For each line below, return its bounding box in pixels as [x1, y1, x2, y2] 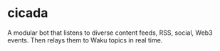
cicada [7, 5, 48, 21]
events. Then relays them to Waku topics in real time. [7, 35, 163, 44]
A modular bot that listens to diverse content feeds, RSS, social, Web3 [7, 28, 213, 37]
